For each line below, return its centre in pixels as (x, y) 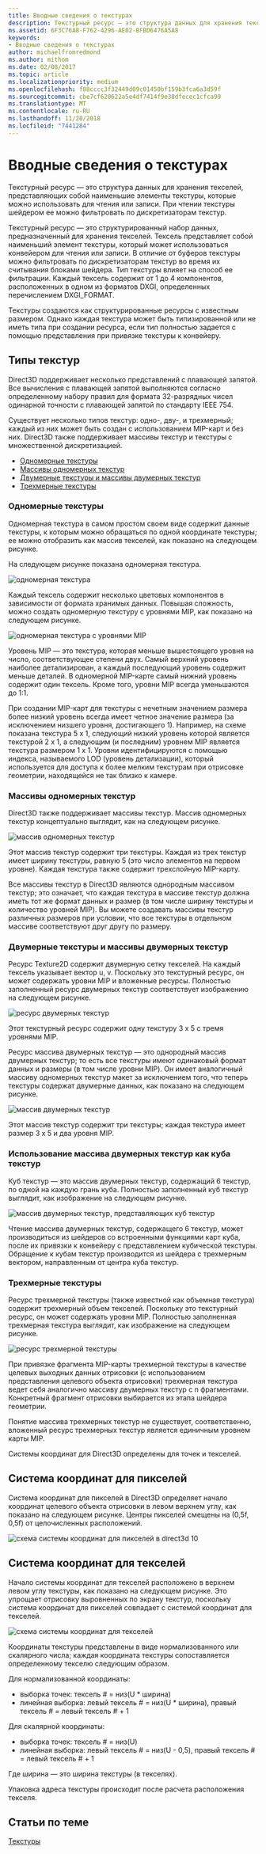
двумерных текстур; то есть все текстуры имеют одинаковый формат (127, 1061)
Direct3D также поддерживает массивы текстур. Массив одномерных (127, 813)
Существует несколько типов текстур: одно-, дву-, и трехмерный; (121, 420)
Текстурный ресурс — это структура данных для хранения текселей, (126, 187)
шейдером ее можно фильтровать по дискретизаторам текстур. (118, 212)
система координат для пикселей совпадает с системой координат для (130, 1607)
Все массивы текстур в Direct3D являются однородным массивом (122, 884)
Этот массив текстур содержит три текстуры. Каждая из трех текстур (127, 853)
